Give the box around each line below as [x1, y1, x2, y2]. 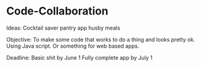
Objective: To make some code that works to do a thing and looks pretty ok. [6, 36, 196, 43]
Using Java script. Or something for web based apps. [6, 42, 140, 49]
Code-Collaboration [6, 4, 109, 18]
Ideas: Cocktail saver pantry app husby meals [6, 24, 120, 31]
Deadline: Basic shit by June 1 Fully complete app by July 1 [6, 54, 153, 61]
